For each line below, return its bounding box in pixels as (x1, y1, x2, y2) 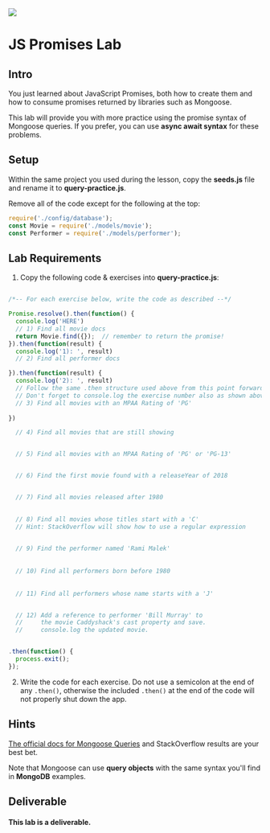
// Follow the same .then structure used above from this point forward (15, 384, 264, 392)
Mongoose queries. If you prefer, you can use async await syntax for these (8, 121, 260, 131)
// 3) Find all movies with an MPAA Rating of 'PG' (15, 399, 193, 407)
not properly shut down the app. (19, 694, 127, 704)
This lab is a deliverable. (8, 817, 91, 827)
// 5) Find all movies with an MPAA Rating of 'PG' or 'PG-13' (15, 450, 231, 458)
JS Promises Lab (8, 35, 122, 54)
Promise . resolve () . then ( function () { (8, 310, 135, 318)
